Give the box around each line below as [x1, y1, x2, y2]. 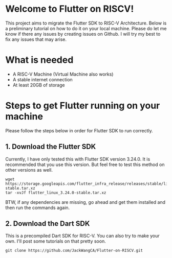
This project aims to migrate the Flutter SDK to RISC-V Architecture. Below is [5, 20, 167, 26]
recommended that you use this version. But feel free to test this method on [5, 161, 165, 168]
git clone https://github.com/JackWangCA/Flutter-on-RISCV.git [5, 248, 143, 253]
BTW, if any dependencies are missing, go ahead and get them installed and [5, 199, 165, 205]
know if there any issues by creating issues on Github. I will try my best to [5, 31, 161, 37]
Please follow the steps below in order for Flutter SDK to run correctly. [5, 127, 154, 133]
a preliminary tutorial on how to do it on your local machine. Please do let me [5, 25, 167, 31]
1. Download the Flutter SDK [5, 143, 96, 151]
